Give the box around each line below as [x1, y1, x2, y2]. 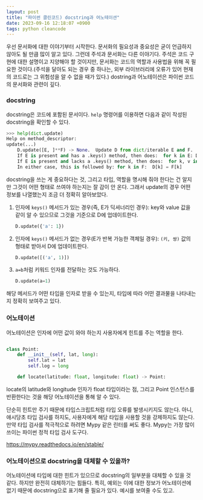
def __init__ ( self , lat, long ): [17, 351, 98, 358]
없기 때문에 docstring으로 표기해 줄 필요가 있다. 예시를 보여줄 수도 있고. [6, 487, 175, 494]
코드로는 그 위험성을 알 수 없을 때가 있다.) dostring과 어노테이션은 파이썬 [12, 73, 183, 80]
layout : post [6, 8, 39, 15]
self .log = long [28, 363, 69, 369]
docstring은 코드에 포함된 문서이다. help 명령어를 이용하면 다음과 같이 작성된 [6, 111, 187, 118]
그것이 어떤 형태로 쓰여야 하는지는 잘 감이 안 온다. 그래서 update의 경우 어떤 [12, 183, 191, 190]
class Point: [6, 346, 39, 352]
